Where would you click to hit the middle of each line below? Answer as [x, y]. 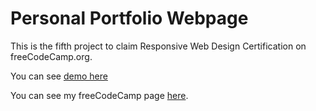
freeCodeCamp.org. [51, 56]
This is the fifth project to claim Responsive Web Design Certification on [158, 46]
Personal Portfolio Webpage [129, 18]
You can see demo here [59, 76]
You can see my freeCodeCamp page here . [99, 95]
